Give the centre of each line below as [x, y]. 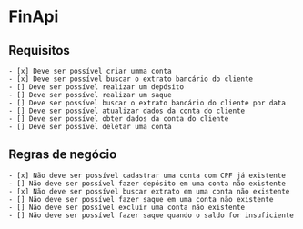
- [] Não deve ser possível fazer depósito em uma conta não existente [147, 184]
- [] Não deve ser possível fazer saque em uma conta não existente [141, 199]
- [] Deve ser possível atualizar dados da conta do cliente [127, 111]
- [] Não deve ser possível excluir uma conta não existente [127, 207]
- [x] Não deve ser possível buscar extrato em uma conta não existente [149, 191]
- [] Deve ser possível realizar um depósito [96, 87]
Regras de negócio [63, 155]
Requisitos [39, 50]
